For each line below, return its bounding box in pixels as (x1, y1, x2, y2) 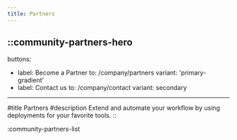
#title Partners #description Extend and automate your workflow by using (7, 103, 221, 113)
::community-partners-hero (7, 37, 133, 49)
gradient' (17, 76, 44, 84)
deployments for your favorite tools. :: (7, 111, 117, 120)
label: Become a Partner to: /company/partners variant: (17, 68, 178, 77)
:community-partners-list (7, 125, 80, 134)
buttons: (7, 55, 32, 63)
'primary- (178, 68, 207, 77)
